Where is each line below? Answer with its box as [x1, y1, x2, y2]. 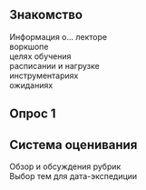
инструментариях [9, 70, 79, 81]
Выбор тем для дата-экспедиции [9, 171, 138, 182]
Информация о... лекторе [9, 31, 107, 42]
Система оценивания [9, 136, 138, 153]
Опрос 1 [9, 106, 56, 122]
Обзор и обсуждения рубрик [9, 161, 122, 172]
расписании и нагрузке [9, 60, 100, 71]
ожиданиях [9, 79, 54, 90]
